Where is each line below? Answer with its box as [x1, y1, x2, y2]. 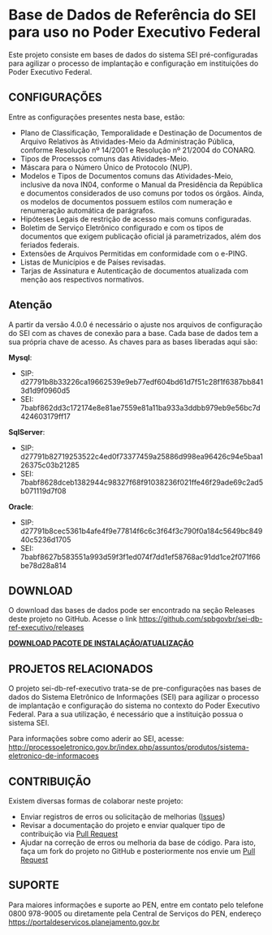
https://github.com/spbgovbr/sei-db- [138, 614, 263, 624]
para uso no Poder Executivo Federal [8, 23, 261, 41]
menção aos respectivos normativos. [19, 274, 145, 284]
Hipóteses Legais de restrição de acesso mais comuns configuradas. [19, 213, 252, 224]
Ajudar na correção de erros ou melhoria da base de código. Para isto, [19, 838, 256, 847]
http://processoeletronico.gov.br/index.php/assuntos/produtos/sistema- [8, 743, 249, 752]
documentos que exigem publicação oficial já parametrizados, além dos [19, 231, 261, 241]
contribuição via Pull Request [19, 829, 119, 838]
